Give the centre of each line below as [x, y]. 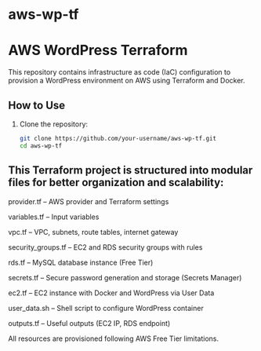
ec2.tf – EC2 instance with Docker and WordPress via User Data [111, 293]
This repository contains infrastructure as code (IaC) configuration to [120, 72]
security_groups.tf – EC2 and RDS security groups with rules [105, 247]
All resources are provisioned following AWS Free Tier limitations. [114, 338]
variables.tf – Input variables [54, 217]
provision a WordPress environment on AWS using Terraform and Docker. [127, 81]
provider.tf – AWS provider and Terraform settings [89, 201]
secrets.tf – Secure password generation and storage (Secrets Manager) [125, 277]
